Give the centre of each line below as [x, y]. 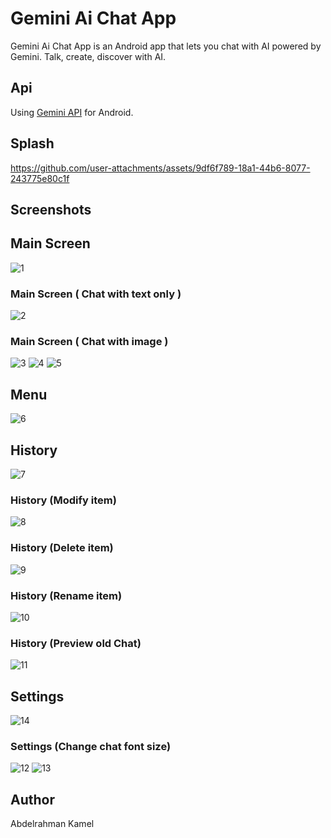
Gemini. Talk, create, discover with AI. [88, 56]
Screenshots [51, 209]
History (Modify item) [63, 500]
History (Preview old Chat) [76, 643]
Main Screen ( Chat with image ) [89, 341]
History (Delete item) [62, 548]
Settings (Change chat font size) [91, 746]
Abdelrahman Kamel [52, 824]
